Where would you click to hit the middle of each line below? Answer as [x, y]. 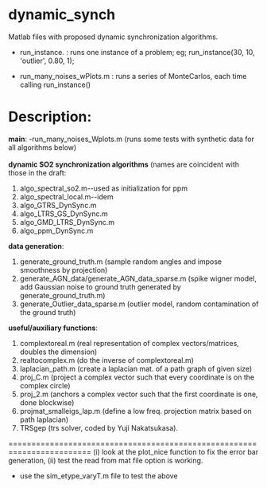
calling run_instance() [55, 85]
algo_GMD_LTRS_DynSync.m [67, 222]
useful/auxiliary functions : [53, 328]
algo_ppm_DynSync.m [56, 230]
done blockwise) [47, 402]
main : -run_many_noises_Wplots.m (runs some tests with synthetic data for [132, 139]
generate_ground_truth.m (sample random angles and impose [121, 262]
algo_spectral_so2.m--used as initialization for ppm [104, 188]
